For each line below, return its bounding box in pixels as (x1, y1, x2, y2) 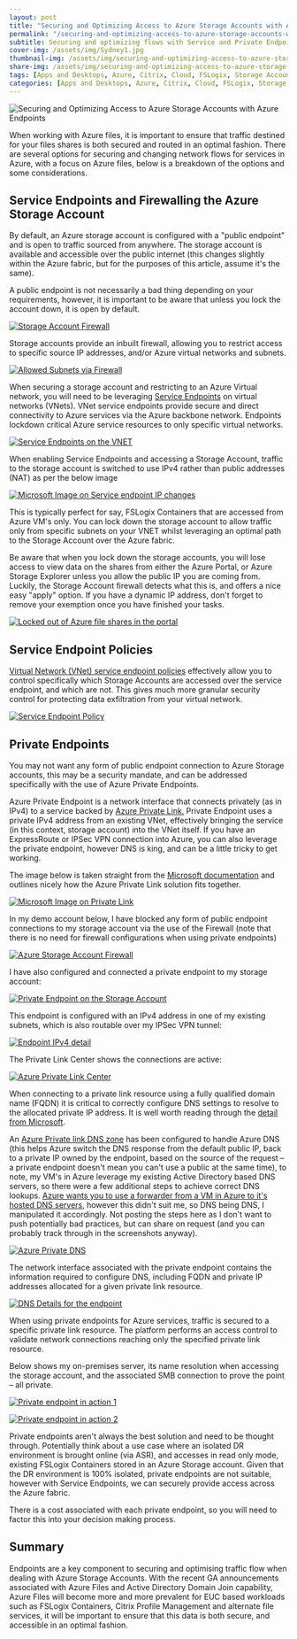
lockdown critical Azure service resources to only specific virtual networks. (9, 420, 284, 430)
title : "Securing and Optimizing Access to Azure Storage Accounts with (9, 21, 283, 30)
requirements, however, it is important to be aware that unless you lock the (9, 294, 281, 305)
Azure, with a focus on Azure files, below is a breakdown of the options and (9, 158, 285, 168)
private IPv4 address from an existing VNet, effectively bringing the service (9, 816, 284, 826)
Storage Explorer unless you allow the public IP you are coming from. (9, 571, 261, 582)
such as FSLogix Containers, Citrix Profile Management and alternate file (9, 1600, 274, 1612)
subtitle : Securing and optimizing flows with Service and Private (9, 37, 263, 47)
